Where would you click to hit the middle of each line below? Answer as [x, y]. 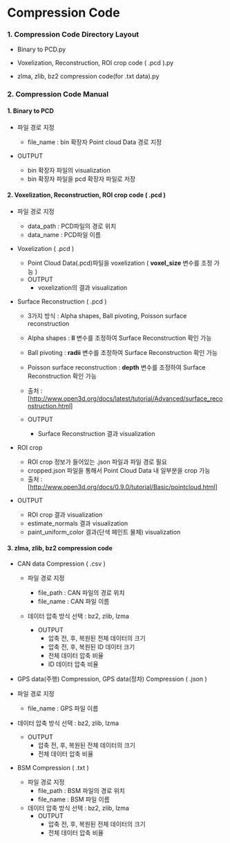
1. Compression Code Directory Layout [73, 35]
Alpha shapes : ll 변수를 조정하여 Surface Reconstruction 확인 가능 [119, 338]
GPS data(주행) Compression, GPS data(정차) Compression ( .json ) [112, 679]
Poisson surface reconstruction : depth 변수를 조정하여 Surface [116, 367]
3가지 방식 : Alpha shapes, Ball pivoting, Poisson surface [107, 315]
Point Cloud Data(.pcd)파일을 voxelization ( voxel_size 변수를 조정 [120, 263]
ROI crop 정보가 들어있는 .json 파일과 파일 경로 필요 [97, 462]
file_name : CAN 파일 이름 [74, 602]
